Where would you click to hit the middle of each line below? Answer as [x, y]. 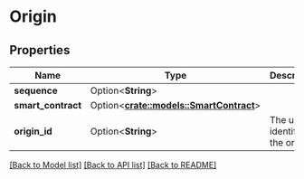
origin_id [33, 131]
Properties [40, 50]
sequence [36, 90]
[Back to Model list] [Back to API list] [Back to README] [113, 165]
